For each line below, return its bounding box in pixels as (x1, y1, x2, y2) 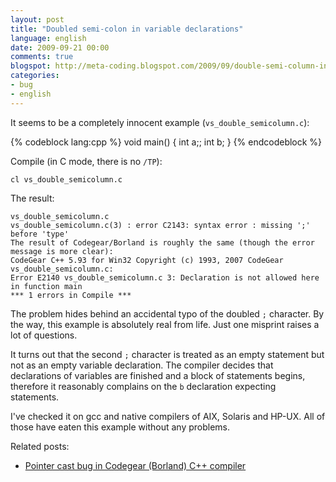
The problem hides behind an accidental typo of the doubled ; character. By (10, 307, 325, 320)
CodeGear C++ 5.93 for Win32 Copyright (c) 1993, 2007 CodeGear (10, 255, 284, 265)
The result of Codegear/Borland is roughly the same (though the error (10, 237, 315, 248)
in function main (10, 281, 83, 291)
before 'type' (10, 229, 70, 239)
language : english (10, 33, 87, 43)
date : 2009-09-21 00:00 (10, 42, 110, 53)
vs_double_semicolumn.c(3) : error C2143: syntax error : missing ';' (10, 220, 311, 230)
